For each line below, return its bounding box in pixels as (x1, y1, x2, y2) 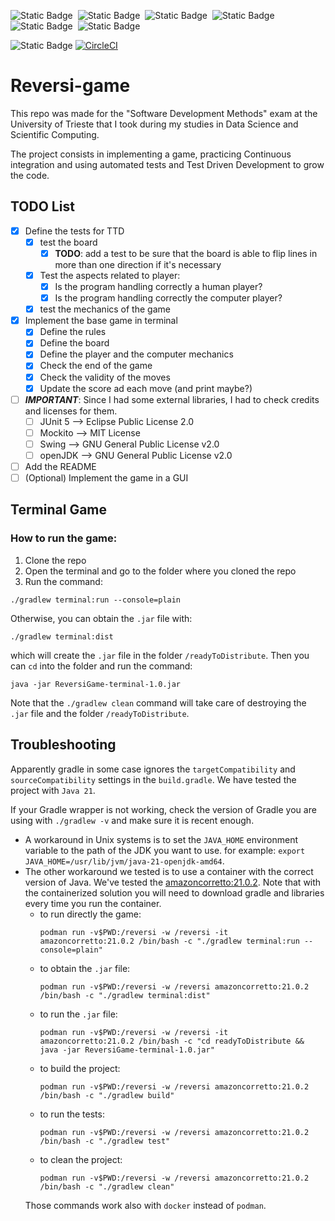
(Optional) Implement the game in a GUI (24, 472, 189, 484)
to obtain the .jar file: (39, 962, 131, 974)
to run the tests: (39, 1108, 105, 1120)
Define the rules (39, 326, 107, 338)
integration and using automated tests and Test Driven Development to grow (10, 158, 325, 170)
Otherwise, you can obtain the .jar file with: (10, 612, 193, 624)
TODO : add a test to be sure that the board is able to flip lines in (54, 247, 318, 259)
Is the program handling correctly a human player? (54, 281, 263, 292)
